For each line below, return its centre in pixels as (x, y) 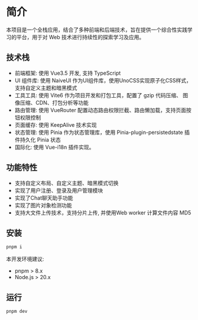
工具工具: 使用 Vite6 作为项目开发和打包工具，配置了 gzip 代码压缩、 (98, 95)
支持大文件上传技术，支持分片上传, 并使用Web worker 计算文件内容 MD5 (103, 212)
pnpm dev (17, 312)
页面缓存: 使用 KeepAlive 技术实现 (56, 124)
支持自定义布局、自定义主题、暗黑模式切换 (66, 183)
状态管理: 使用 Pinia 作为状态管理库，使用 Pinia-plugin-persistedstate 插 (102, 132)
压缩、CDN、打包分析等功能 (54, 103)
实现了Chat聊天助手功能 (44, 198)
